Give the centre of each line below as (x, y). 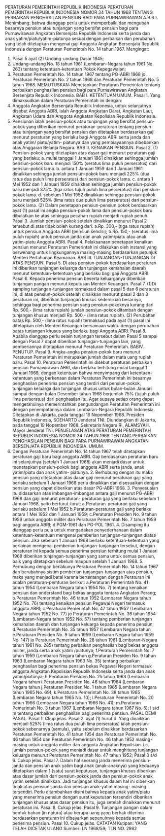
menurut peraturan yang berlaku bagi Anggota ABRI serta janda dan (81, 137)
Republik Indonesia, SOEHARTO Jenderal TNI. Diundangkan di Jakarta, (84, 420)
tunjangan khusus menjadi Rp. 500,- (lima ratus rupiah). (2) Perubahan (84, 315)
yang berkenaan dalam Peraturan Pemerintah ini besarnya (93, 378)
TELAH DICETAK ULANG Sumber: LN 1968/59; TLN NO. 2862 (74, 828)
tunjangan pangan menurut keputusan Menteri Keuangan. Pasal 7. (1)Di (84, 284)
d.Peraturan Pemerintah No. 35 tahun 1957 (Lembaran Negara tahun (82, 629)
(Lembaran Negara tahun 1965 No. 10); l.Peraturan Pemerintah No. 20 (83, 697)
